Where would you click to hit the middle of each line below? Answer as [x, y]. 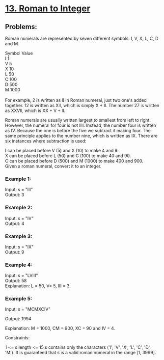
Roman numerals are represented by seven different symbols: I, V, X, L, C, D [82, 38]
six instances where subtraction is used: [46, 141]
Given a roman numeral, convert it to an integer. [53, 166]
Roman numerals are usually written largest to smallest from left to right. [78, 120]
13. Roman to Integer [48, 9]
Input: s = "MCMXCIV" [28, 309]
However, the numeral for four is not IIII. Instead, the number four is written [81, 125]
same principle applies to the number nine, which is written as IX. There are [82, 136]
